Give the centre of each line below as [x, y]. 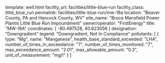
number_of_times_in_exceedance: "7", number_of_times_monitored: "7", [79, 44]
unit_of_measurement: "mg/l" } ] [38, 55]
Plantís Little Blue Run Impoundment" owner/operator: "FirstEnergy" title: [80, 23]
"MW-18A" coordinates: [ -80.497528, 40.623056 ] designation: [71, 28]
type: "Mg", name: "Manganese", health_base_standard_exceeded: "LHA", [81, 39]
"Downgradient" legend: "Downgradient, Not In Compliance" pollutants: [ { [82, 34]
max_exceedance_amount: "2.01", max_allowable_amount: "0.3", [71, 50]
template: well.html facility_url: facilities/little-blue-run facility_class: [75, 7]
